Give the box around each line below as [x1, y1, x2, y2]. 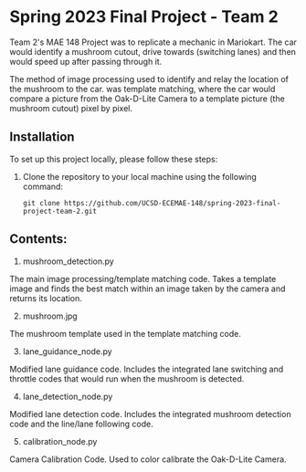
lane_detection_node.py [22, 391, 113, 402]
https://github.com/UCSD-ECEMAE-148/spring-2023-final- [63, 198, 281, 207]
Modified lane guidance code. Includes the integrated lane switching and [9, 363, 284, 374]
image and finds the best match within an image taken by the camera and [9, 283, 286, 294]
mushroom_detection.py [22, 256, 114, 267]
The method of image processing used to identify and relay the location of [9, 73, 290, 84]
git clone [22, 198, 61, 207]
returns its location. [9, 292, 82, 303]
